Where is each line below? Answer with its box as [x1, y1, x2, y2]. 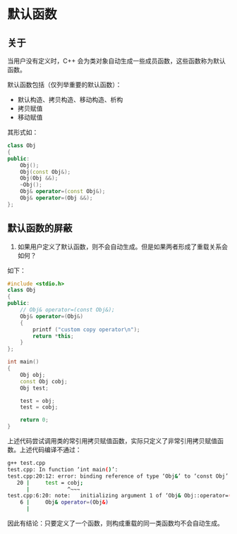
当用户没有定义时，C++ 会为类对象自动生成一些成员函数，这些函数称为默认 [7, 57, 226, 65]
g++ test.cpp [7, 459, 46, 467]
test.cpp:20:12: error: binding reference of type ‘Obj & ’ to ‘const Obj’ [7, 473, 229, 480]
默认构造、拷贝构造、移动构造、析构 [17, 96, 123, 104]
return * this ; [32, 333, 74, 340]
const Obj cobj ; [20, 378, 68, 385]
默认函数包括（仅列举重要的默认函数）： [7, 80, 122, 89]
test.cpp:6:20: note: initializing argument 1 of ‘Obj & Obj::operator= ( [7, 492, 232, 499]
